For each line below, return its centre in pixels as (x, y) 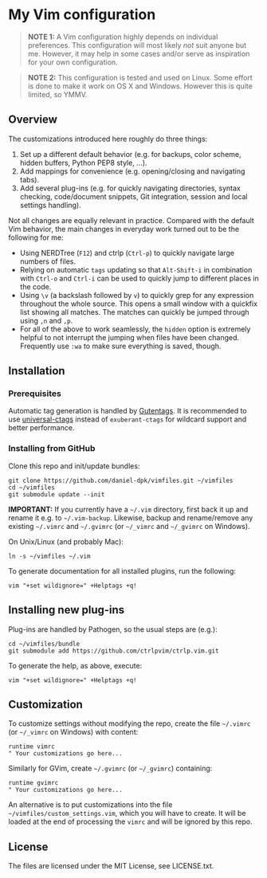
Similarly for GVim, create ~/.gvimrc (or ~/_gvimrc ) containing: (110, 768)
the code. (35, 286)
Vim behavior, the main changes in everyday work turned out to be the (124, 229)
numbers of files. (48, 261)
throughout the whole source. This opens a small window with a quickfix (138, 304)
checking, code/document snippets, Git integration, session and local (134, 196)
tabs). (29, 179)
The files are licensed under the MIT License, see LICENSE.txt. (111, 866)
